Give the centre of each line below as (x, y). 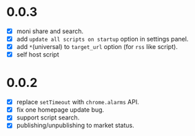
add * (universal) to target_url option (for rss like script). (97, 47)
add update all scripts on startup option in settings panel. (102, 39)
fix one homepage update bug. (60, 110)
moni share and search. (50, 31)
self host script (38, 55)
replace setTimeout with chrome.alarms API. (78, 102)
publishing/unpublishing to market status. (75, 126)
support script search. (48, 117)
